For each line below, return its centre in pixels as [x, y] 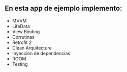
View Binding [26, 31]
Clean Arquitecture [32, 47]
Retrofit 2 [22, 42]
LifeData [21, 26]
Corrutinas [23, 37]
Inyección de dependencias [41, 53]
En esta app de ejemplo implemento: [63, 8]
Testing [20, 64]
